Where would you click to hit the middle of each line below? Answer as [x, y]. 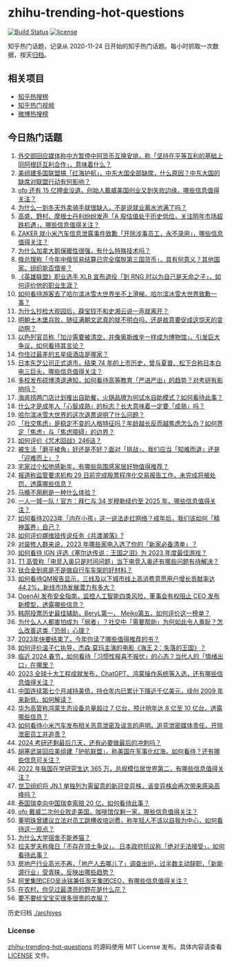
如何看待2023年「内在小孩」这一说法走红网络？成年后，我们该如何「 [116, 518]
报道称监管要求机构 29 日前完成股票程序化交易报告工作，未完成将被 [114, 475]
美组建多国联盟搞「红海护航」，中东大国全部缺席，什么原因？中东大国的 [119, 173]
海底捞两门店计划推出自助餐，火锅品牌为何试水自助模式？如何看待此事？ [120, 397]
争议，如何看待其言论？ [51, 345]
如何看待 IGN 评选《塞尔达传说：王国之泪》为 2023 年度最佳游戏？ [112, 552]
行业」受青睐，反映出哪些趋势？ [69, 872]
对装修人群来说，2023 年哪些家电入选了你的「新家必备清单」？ [108, 544]
